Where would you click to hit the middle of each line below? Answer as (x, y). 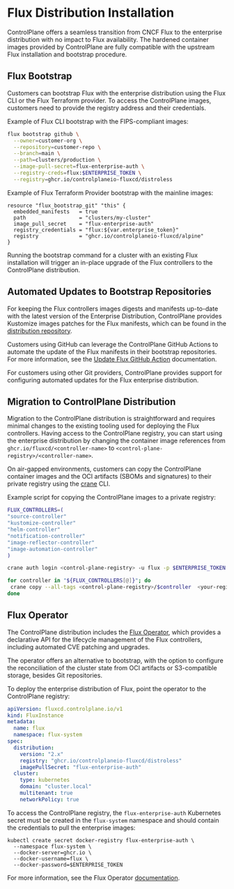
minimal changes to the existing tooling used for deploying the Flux (103, 426)
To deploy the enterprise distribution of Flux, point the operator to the (107, 688)
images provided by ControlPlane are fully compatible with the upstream (111, 47)
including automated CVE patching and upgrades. (79, 647)
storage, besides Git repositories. (55, 675)
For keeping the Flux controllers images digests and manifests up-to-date (113, 309)
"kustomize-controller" (42, 523)
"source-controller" (37, 517)
